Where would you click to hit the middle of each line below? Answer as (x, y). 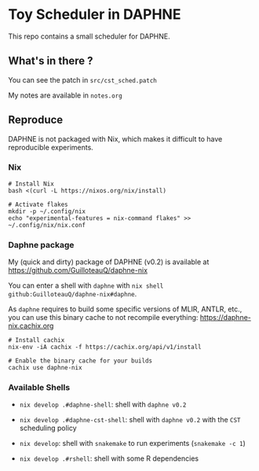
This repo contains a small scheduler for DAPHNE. (89, 36)
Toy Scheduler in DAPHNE (95, 15)
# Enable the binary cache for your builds (80, 361)
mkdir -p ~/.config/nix (47, 211)
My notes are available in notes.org (66, 95)
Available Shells (39, 388)
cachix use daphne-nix (45, 368)
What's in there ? (51, 61)
